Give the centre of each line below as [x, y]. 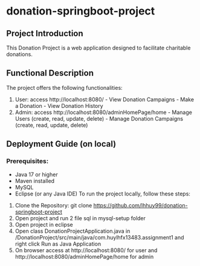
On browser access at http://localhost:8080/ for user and [86, 250]
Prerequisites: [27, 161]
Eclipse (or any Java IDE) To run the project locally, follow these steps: [102, 194]
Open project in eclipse [44, 224]
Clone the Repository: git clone [53, 205]
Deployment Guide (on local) [61, 144]
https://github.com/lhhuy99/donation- [141, 205]
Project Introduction [45, 33]
